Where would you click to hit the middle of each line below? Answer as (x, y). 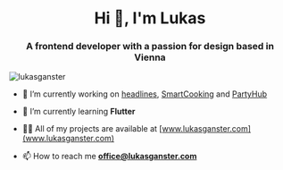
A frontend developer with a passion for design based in (150, 47)
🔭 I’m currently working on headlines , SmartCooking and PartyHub (145, 94)
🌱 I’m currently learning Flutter (79, 112)
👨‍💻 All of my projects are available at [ (92, 129)
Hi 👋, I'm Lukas (150, 18)
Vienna (150, 57)
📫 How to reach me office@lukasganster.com (109, 157)
